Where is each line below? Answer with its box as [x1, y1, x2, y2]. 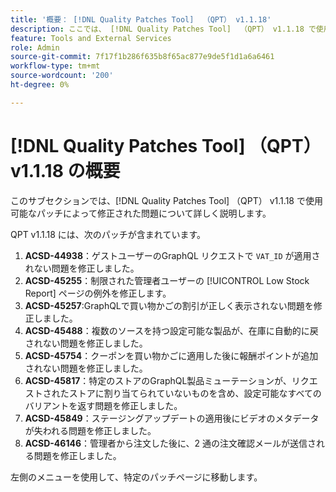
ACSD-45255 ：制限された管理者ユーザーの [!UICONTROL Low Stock [24, 274, 310, 286]
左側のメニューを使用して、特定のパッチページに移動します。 [10, 471, 263, 483]
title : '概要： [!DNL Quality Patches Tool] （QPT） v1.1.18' [10, 14, 272, 25]
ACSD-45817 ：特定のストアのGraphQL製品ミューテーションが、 [24, 374, 292, 386]
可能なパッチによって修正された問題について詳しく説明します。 [10, 207, 272, 219]
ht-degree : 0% [10, 80, 70, 90]
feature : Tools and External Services [10, 33, 172, 43]
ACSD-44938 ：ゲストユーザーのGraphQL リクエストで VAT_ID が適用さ [24, 249, 321, 261]
